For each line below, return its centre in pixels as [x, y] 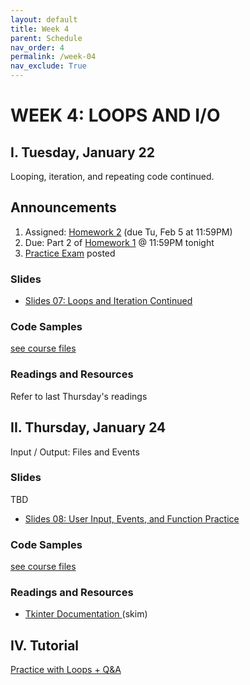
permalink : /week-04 [53, 57]
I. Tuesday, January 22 [83, 152]
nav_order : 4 [37, 47]
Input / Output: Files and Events [75, 452]
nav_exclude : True [48, 66]
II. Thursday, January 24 [88, 427]
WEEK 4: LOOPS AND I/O [115, 115]
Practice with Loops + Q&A [66, 670]
